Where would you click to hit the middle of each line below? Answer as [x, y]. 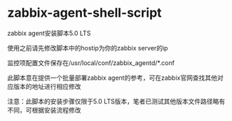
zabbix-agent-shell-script [85, 13]
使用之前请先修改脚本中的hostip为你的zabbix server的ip [88, 48]
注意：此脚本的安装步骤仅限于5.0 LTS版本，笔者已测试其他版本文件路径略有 [116, 101]
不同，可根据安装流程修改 [44, 110]
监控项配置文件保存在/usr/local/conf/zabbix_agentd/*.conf [91, 63]
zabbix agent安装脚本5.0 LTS [49, 33]
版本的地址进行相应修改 [47, 86]
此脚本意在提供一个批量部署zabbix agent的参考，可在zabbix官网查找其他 [112, 78]
